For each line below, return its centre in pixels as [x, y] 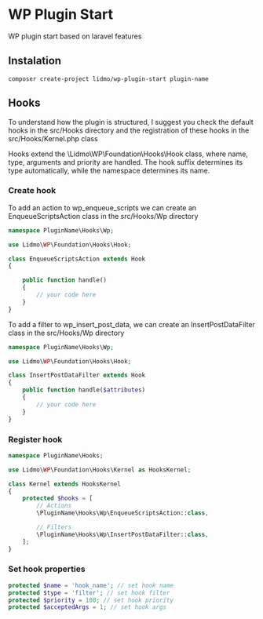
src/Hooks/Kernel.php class [53, 138]
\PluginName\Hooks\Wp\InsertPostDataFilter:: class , [123, 534]
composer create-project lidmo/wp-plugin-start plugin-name [109, 79]
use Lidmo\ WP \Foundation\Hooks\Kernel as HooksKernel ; [100, 470]
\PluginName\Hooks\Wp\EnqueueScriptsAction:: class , [123, 513]
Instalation [35, 61]
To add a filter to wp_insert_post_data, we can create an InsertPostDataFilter [131, 324]
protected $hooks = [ [57, 499]
